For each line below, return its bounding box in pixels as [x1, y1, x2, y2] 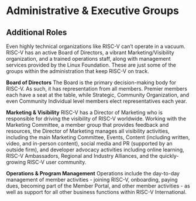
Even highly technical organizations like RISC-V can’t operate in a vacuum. [6, 43, 185, 50]
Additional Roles [6, 27, 67, 37]
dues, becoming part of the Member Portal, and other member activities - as [6, 182, 190, 189]
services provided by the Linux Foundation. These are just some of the [6, 61, 177, 68]
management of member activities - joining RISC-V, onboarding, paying [6, 176, 178, 183]
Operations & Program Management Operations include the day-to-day [6, 170, 180, 176]
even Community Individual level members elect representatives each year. [6, 98, 187, 105]
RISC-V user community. [27, 159, 87, 165]
